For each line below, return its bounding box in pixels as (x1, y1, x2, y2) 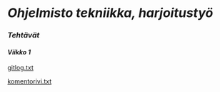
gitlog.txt (7, 64, 34, 72)
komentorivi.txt (7, 77, 52, 86)
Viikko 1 (7, 47, 31, 56)
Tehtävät (7, 30, 40, 40)
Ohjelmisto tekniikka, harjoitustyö (7, 5, 214, 21)
